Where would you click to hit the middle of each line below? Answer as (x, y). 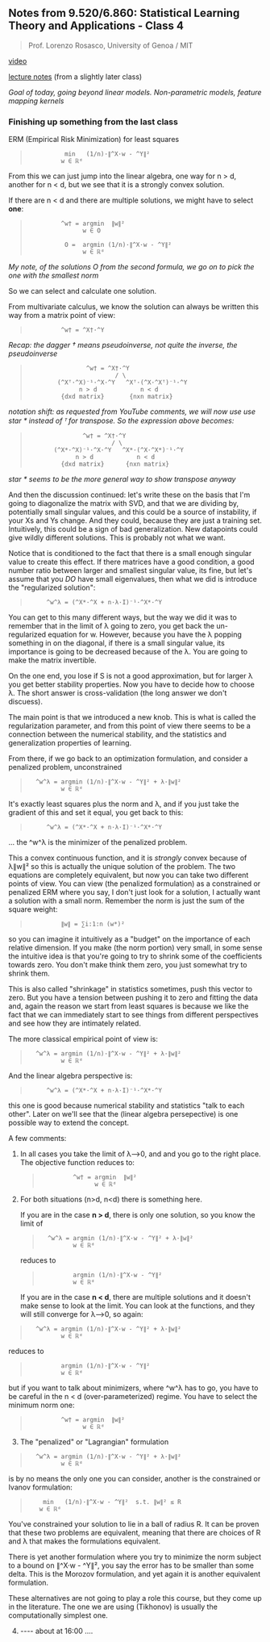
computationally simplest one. (58, 1615)
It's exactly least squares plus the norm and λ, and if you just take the (124, 804)
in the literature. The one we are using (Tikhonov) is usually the (113, 1607)
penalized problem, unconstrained (65, 767)
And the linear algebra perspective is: (71, 1076)
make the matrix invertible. (52, 660)
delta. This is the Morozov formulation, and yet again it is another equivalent (134, 1574)
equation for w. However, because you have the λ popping (145, 635)
